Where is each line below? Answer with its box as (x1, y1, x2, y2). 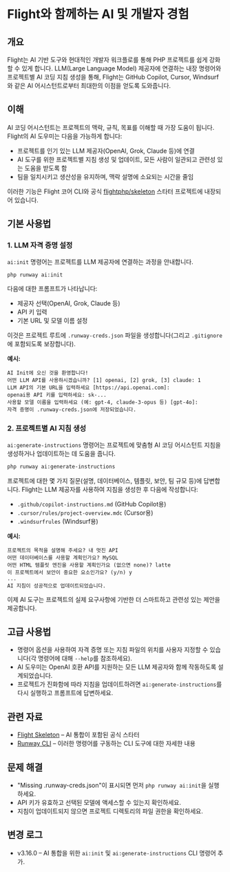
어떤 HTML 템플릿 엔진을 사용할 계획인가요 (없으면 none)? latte (7, 561, 171, 569)
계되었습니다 (17, 672, 52, 680)
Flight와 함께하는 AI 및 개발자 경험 (7, 6, 189, 22)
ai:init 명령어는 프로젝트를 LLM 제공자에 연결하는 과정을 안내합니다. (7, 257, 194, 266)
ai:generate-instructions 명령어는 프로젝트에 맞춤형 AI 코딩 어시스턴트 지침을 (7, 440, 222, 449)
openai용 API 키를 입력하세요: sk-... (7, 392, 107, 399)
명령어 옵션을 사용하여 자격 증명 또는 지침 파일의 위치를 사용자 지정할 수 (17, 645, 209, 654)
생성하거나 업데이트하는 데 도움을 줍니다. (7, 449, 116, 457)
